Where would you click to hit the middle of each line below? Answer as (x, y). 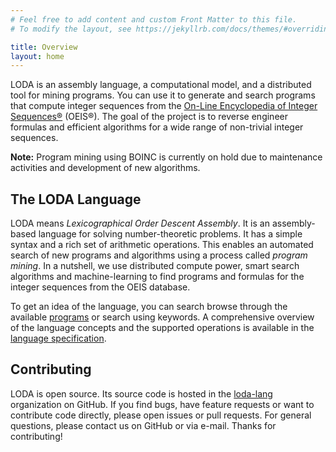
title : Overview (44, 47)
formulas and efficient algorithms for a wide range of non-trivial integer (157, 127)
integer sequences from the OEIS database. (100, 287)
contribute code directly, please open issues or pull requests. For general (161, 415)
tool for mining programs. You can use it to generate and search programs (163, 95)
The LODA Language (76, 199)
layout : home (37, 56)
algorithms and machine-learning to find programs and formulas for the (157, 277)
